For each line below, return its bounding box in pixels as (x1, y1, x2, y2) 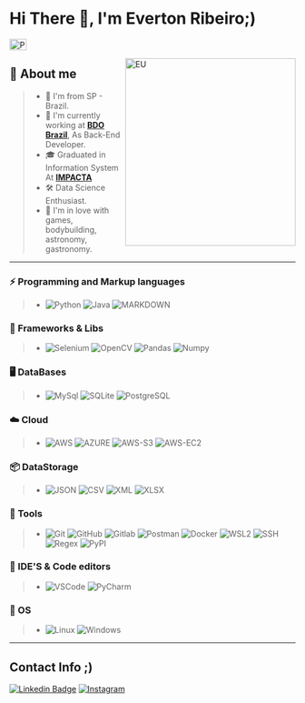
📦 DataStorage (9, 460, 79, 473)
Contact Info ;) (9, 659, 93, 675)
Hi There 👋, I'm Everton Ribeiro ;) (9, 8, 257, 29)
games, (44, 214, 74, 226)
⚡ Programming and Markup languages (9, 275, 186, 287)
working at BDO (44, 119, 105, 130)
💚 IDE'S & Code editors (9, 560, 112, 573)
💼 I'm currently (44, 109, 102, 121)
